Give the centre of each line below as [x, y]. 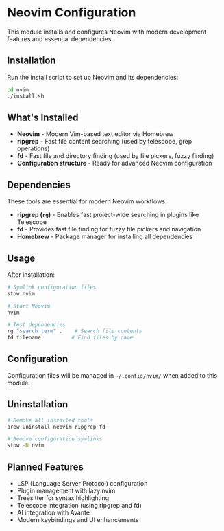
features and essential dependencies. [60, 38]
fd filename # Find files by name [70, 338]
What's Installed [43, 117]
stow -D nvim [26, 445]
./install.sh [26, 96]
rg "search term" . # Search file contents [75, 331]
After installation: [31, 274]
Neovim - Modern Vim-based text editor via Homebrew [95, 134]
